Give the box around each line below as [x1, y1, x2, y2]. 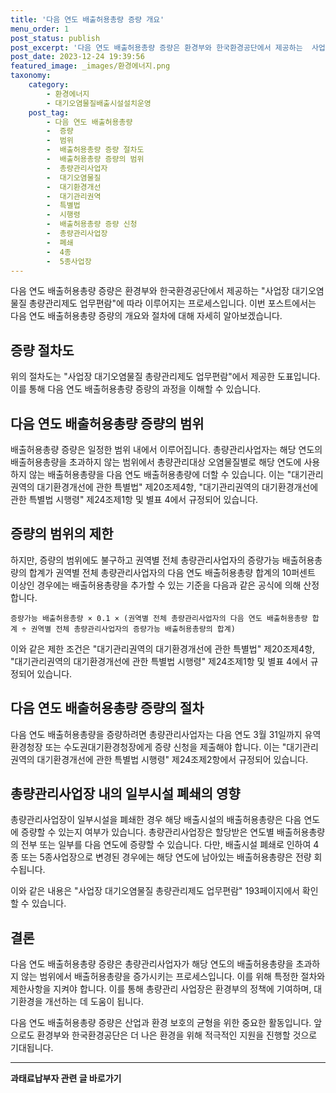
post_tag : [28, 107, 70, 118]
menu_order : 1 [10, 24, 70, 34]
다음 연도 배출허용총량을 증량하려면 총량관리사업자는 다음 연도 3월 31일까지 [10, 728, 303, 740]
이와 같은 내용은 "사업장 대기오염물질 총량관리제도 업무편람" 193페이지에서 [10, 885, 300, 897]
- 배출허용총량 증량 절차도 [46, 145, 145, 155]
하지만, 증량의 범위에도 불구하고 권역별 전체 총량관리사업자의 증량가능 [10, 554, 280, 566]
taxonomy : [10, 71, 52, 81]
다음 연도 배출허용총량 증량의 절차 [10, 700, 205, 717]
